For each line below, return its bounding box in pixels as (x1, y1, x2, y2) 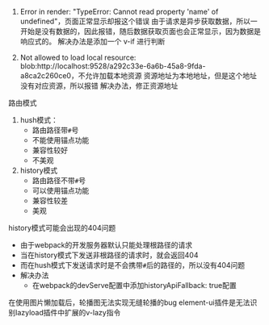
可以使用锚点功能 (32, 185, 90, 195)
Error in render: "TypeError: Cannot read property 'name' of (19, 7, 219, 16)
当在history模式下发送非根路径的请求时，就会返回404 (19, 250, 199, 260)
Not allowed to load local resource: (19, 52, 137, 62)
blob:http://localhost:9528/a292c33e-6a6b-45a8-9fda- (19, 61, 206, 71)
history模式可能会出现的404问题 (8, 223, 116, 232)
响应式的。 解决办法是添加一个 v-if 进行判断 (19, 36, 166, 46)
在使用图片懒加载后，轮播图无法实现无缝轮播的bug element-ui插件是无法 (8, 298, 250, 307)
